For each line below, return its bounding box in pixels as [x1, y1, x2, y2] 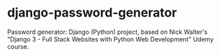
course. [7, 42, 29, 50]
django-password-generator [7, 5, 177, 21]
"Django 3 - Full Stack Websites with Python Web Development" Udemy [7, 35, 214, 43]
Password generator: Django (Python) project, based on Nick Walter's [7, 28, 208, 36]
